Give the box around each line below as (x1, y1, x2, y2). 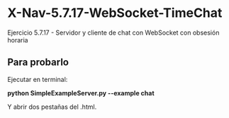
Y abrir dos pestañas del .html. (7, 102, 97, 111)
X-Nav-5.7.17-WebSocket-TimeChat (7, 5, 223, 21)
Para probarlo (7, 57, 69, 69)
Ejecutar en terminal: (7, 75, 68, 83)
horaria (7, 35, 28, 44)
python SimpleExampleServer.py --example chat (7, 88, 155, 97)
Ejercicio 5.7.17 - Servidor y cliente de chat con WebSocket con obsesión (7, 28, 220, 37)
